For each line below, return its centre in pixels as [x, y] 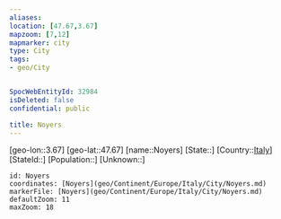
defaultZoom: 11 [40, 200]
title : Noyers [36, 125]
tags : [19, 59]
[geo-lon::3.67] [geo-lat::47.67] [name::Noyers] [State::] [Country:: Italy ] [141, 150]
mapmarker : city [40, 43]
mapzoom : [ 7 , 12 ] [40, 34]
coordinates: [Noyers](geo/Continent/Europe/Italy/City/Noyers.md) [138, 184]
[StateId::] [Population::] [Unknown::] [77, 160]
